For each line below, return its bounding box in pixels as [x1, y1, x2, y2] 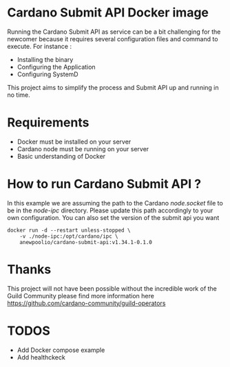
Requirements [7, 115, 90, 131]
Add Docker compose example [17, 346, 105, 354]
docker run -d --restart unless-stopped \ [7, 227, 131, 234]
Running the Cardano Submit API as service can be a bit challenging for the [7, 27, 221, 36]
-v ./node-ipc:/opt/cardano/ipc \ [19, 232, 118, 240]
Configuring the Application [17, 63, 96, 71]
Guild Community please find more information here [7, 291, 155, 300]
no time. [7, 91, 31, 99]
